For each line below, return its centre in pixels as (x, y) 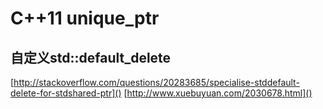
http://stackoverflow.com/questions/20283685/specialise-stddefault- (156, 82)
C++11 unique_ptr (85, 18)
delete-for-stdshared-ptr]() (66, 93)
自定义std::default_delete (91, 57)
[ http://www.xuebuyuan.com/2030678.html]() (218, 93)
